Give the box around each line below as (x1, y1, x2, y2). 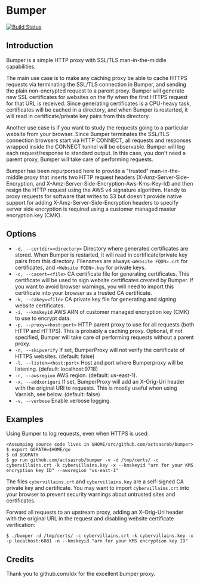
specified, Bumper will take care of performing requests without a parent (14, 334, 194, 341)
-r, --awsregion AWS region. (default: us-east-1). (14, 371, 137, 379)
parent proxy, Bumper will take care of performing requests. (6, 156, 153, 163)
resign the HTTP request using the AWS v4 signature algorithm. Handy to (6, 186, 186, 193)
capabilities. (6, 63, 36, 70)
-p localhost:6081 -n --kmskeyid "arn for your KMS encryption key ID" (6, 538, 188, 544)
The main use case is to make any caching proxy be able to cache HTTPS (6, 74, 187, 81)
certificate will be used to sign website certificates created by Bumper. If (14, 276, 193, 283)
